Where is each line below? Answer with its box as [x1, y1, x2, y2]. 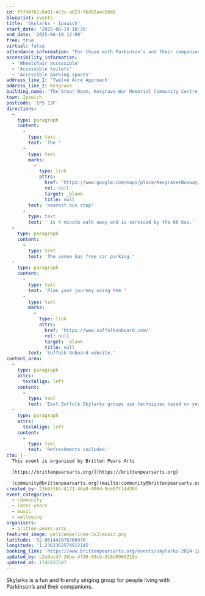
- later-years [12, 502, 48, 509]
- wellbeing [12, 514, 43, 520]
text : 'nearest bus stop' [28, 202, 95, 208]
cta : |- [6, 452, 26, 458]
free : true [6, 37, 34, 43]
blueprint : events [6, 15, 53, 21]
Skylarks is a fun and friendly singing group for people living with [6, 576, 170, 584]
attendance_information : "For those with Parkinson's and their [6, 49, 173, 55]
